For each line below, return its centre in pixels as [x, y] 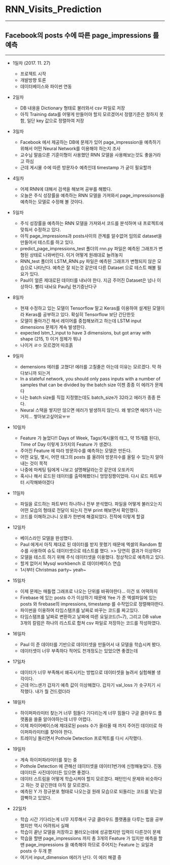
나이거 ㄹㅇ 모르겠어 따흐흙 [47, 345]
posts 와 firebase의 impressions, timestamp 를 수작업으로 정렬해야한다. [92, 604]
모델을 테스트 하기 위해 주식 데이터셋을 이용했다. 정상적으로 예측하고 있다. [92, 557]
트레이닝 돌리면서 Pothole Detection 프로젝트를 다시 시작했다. [81, 738]
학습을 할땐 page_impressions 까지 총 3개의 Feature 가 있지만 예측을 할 [91, 838]
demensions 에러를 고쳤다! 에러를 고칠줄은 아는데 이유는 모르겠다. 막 [88, 366]
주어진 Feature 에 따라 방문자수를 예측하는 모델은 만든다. [76, 450]
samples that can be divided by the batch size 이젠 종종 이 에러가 [87, 385]
